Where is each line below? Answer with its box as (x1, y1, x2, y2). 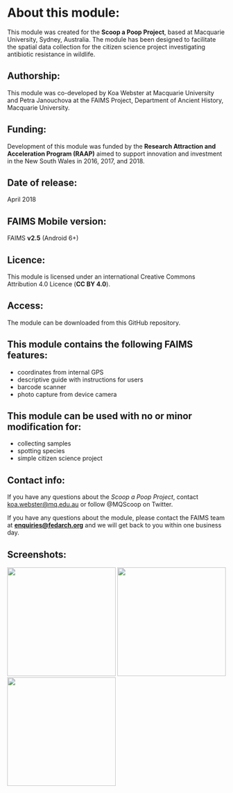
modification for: (7, 421, 82, 433)
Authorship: (7, 70, 60, 82)
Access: (7, 300, 44, 312)
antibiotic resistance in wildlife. (7, 50, 96, 58)
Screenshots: (7, 548, 67, 560)
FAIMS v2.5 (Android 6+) (7, 234, 79, 243)
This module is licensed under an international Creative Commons (7, 272, 196, 281)
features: (7, 350, 48, 361)
